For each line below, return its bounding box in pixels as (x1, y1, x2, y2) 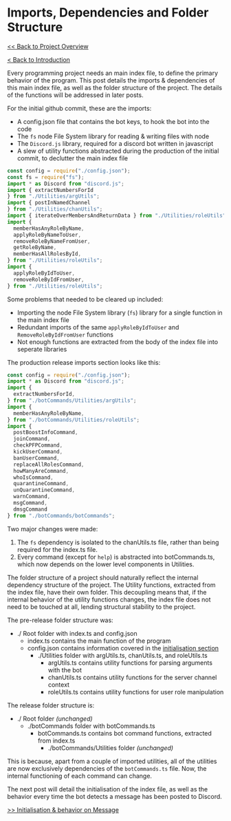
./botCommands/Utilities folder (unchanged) (47, 743, 174, 751)
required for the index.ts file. (16, 545, 98, 553)
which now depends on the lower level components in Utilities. (16, 559, 195, 568)
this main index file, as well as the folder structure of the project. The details (7, 83, 222, 92)
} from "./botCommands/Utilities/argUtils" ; (7, 397, 137, 404)
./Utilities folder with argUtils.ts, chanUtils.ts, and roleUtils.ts (37, 651, 208, 659)
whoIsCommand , (13, 473, 54, 481)
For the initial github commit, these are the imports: (7, 104, 152, 112)
